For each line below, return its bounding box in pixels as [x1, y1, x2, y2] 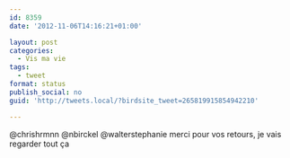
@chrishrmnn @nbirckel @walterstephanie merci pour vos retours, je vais [9, 128, 282, 139]
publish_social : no [9, 87, 83, 97]
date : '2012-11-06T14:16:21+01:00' [9, 22, 143, 31]
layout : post [9, 38, 58, 47]
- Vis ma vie [17, 55, 66, 64]
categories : [9, 46, 54, 55]
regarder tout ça [9, 138, 70, 149]
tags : [9, 63, 30, 72]
